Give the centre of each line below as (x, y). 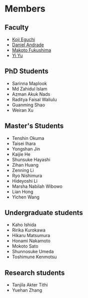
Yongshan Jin (26, 148)
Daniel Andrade (28, 45)
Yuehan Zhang (27, 290)
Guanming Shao (28, 105)
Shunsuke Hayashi (31, 160)
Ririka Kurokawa (28, 230)
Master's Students (34, 126)
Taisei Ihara (24, 143)
